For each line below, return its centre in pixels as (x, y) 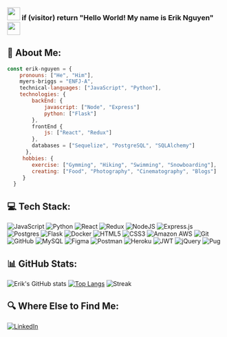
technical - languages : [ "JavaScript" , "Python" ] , (90, 88)
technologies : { (43, 94)
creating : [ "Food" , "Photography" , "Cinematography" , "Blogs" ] (124, 171)
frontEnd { (47, 126)
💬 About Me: (34, 53)
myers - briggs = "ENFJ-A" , (57, 82)
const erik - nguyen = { (40, 69)
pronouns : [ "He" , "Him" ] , (57, 75)
